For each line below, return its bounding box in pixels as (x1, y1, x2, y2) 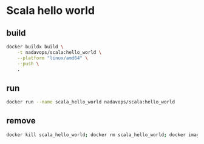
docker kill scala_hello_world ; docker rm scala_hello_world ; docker (6, 131, 186, 138)
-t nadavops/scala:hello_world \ (17, 49, 102, 55)
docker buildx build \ (6, 44, 64, 50)
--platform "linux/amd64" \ (17, 55, 88, 61)
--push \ (17, 61, 39, 67)
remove (6, 116, 36, 126)
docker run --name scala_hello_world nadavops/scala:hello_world (6, 99, 175, 105)
